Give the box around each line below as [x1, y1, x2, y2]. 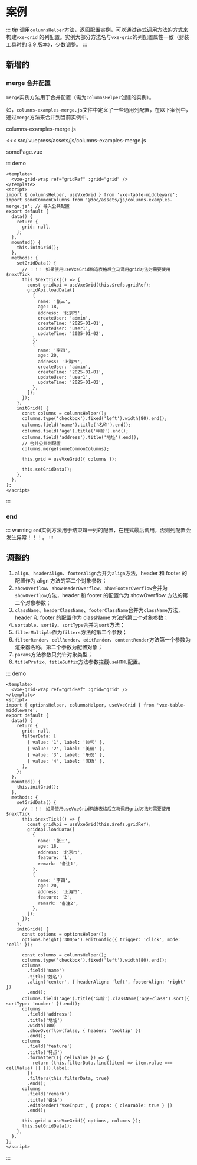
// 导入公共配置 [35, 203, 70, 209]
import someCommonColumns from [6, 197, 83, 203]
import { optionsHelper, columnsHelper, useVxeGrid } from [6, 702, 155, 708]
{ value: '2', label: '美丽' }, [27, 746, 105, 751]
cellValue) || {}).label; [6, 1065, 70, 1071]
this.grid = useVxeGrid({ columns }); [21, 456, 117, 462]
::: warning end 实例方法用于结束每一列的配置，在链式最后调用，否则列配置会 [6, 526, 191, 533]
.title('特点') [27, 1049, 63, 1055]
